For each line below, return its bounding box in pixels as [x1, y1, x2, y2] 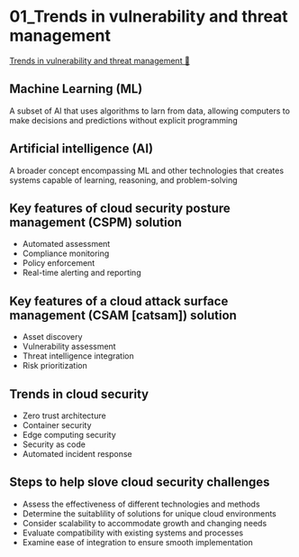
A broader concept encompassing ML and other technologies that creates [9, 165, 285, 176]
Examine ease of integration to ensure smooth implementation [22, 536, 254, 547]
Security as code [22, 439, 86, 450]
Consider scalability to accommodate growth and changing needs [22, 517, 267, 528]
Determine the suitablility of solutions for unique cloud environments [22, 507, 276, 519]
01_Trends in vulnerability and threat [9, 6, 288, 27]
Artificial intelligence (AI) [9, 142, 154, 157]
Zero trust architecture [22, 410, 106, 421]
